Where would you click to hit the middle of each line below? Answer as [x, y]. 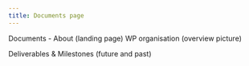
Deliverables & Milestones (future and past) [80, 53]
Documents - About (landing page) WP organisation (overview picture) [125, 38]
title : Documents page [46, 16]
